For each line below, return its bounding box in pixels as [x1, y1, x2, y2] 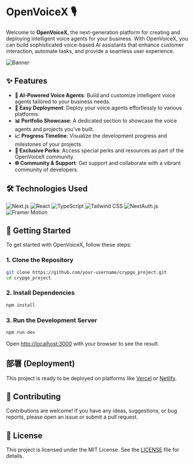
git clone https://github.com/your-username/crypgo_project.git [6, 269, 167, 275]
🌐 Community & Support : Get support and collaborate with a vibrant [14, 159, 181, 166]
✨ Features [6, 76, 48, 86]
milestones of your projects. [14, 140, 83, 148]
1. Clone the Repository [6, 256, 73, 264]
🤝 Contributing [6, 392, 61, 402]
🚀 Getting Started [6, 226, 71, 236]
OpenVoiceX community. [14, 153, 75, 160]
